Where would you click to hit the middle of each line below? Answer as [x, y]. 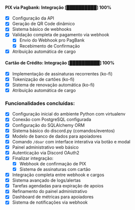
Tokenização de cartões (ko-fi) [43, 79]
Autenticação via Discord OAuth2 [46, 153]
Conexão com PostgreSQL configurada [52, 119]
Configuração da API [33, 18]
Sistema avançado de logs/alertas [46, 180]
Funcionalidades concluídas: [40, 103]
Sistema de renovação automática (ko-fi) [53, 85]
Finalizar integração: [33, 158]
